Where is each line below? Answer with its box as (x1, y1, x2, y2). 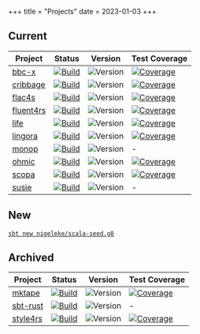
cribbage (12, 79, 46, 90)
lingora (12, 130, 38, 141)
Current (8, 29, 47, 43)
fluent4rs (12, 104, 46, 115)
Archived (8, 251, 54, 265)
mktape (12, 287, 41, 298)
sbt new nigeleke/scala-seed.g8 (8, 229, 114, 238)
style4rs (12, 313, 43, 325)
